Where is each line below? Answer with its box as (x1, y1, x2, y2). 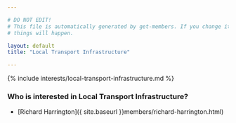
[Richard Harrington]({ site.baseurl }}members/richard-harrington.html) (17, 108, 224, 116)
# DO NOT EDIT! (7, 16, 52, 23)
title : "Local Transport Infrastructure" (7, 48, 131, 56)
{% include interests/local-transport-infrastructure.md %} (7, 75, 174, 83)
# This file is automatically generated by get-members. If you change (7, 22, 221, 30)
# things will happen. (7, 30, 74, 37)
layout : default (7, 42, 55, 49)
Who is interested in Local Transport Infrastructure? (7, 92, 188, 102)
